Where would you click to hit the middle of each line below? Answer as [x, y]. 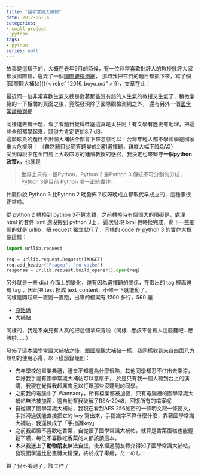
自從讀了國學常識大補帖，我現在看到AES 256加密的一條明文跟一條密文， [104, 409]
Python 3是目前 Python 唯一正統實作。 [68, 181]
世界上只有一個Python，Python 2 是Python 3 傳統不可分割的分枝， [103, 174]
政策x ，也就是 [24, 161]
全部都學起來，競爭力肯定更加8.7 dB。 [58, 131]
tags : [13, 40]
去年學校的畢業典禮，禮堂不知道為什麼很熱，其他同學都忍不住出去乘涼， [104, 371]
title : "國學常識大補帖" [34, 12]
